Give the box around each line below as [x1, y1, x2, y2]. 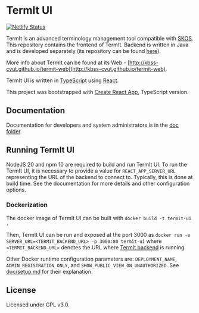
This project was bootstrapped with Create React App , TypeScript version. [6, 88, 189, 95]
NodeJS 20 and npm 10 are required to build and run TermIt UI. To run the [6, 161, 188, 168]
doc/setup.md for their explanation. [6, 268, 93, 275]
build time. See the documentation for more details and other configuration [6, 180, 190, 187]
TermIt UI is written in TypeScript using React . [6, 77, 119, 84]
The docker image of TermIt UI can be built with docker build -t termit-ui [6, 214, 192, 221]
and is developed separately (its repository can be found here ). [6, 47, 161, 54]
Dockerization [6, 201, 48, 209]
